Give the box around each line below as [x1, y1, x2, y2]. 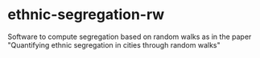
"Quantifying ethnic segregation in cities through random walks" [7, 40, 221, 49]
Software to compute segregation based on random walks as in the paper [7, 32, 252, 41]
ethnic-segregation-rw [7, 6, 165, 24]
